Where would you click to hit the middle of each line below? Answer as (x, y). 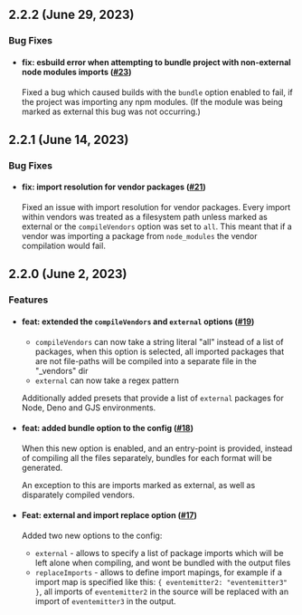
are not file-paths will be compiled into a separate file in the (146, 360)
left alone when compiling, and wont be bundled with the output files (163, 562)
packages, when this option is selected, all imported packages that (160, 351)
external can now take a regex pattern (107, 380)
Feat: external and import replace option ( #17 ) (109, 515)
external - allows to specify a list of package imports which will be (159, 553)
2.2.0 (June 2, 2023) (68, 274)
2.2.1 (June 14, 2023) (69, 139)
